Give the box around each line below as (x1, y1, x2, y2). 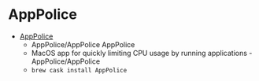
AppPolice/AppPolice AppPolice (31, 39, 135, 49)
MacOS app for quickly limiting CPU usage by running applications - (31, 48, 253, 57)
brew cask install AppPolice (31, 66, 128, 74)
